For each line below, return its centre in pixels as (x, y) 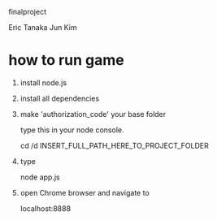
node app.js (40, 177)
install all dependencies (60, 98)
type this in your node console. (72, 130)
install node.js (43, 82)
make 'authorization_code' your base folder (93, 114)
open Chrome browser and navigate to (85, 192)
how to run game (66, 60)
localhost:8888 (46, 208)
